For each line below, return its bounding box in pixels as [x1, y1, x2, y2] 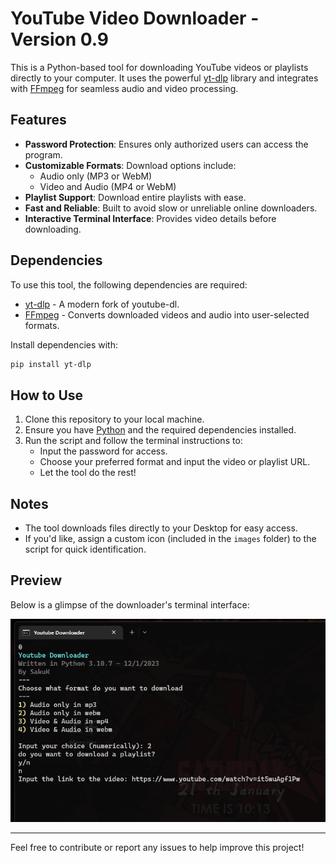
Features [10, 112, 67, 129]
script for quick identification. [24, 543, 147, 556]
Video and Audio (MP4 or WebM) [39, 180, 177, 192]
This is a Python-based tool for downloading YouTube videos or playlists [10, 61, 309, 73]
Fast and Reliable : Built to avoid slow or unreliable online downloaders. [24, 202, 318, 214]
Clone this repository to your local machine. [24, 413, 205, 426]
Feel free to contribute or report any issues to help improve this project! [10, 842, 305, 854]
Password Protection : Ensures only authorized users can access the [24, 138, 309, 150]
